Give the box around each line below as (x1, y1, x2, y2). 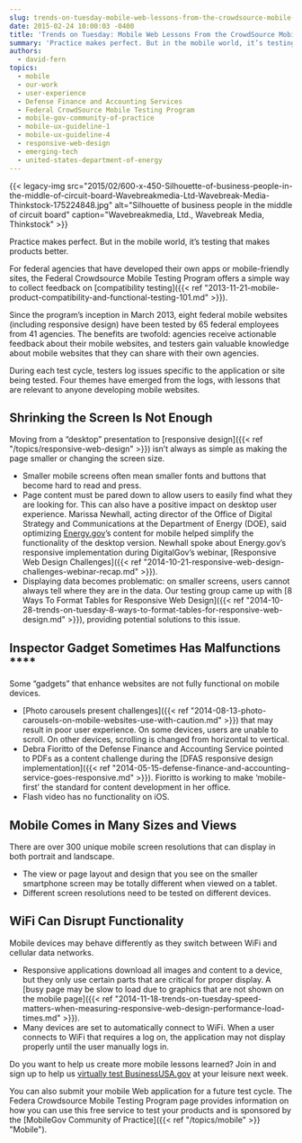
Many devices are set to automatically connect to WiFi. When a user (22, 1021, 275, 1032)
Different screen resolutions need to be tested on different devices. (22, 887, 271, 898)
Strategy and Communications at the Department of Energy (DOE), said (22, 519, 288, 530)
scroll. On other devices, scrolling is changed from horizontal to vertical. (22, 734, 290, 745)
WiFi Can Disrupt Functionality (9, 913, 184, 929)
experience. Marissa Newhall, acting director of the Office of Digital (22, 509, 272, 520)
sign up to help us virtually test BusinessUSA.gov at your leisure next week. (9, 1068, 289, 1079)
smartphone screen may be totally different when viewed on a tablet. (22, 877, 278, 888)
